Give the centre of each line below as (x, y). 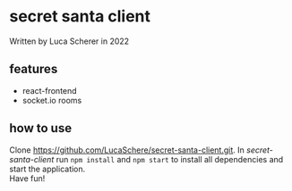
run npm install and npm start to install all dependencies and (170, 159)
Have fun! (27, 178)
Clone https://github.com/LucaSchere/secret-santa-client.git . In (127, 150)
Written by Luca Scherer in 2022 (69, 41)
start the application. (47, 169)
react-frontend (50, 90)
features (34, 69)
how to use (41, 128)
